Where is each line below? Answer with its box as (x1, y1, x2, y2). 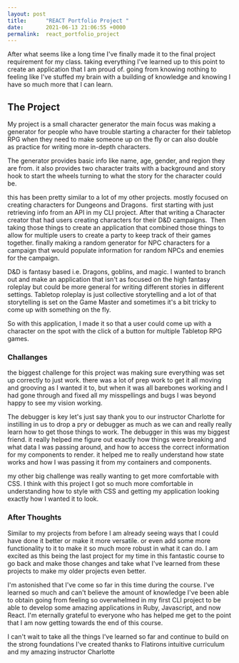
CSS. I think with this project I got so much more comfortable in (7, 480, 194, 488)
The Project (7, 101, 61, 113)
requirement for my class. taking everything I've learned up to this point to (7, 58, 225, 66)
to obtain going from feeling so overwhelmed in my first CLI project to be (7, 595, 221, 604)
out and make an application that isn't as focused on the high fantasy (7, 275, 210, 284)
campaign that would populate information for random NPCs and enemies (7, 246, 225, 255)
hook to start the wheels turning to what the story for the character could (7, 172, 223, 181)
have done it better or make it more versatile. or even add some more (7, 536, 211, 545)
